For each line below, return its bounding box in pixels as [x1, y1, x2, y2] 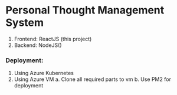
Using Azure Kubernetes [14, 70, 74, 77]
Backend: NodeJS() [14, 42, 63, 49]
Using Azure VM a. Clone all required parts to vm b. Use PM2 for [14, 76, 172, 83]
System [5, 16, 44, 29]
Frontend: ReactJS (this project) [14, 35, 92, 42]
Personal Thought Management [5, 4, 165, 17]
